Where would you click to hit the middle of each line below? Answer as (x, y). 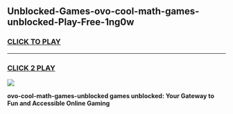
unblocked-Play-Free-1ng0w (71, 22)
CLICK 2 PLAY (31, 68)
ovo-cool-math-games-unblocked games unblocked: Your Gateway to (111, 95)
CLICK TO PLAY (34, 42)
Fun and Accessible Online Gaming (59, 103)
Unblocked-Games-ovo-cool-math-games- (103, 11)
